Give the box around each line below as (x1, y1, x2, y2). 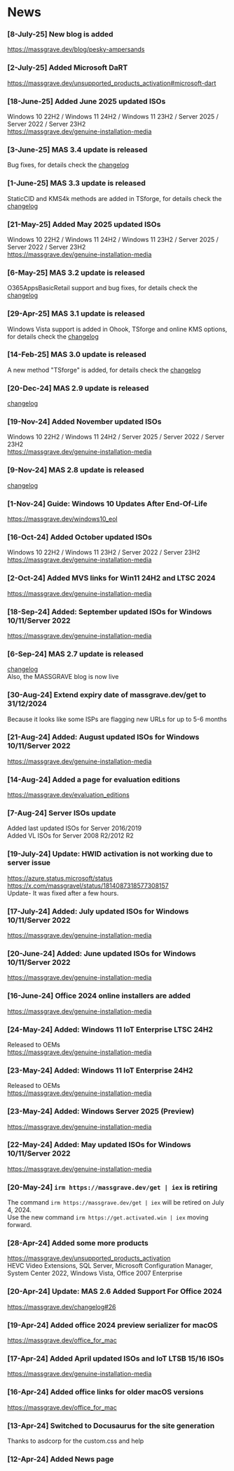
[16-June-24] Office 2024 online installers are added (7, 991, 191, 1001)
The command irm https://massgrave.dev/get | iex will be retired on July (7, 1198, 224, 1207)
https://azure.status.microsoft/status (7, 874, 113, 882)
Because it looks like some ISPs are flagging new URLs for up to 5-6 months (7, 715, 228, 723)
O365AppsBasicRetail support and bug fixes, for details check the (7, 284, 198, 292)
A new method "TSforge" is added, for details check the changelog (7, 365, 201, 374)
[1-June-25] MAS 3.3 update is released (7, 179, 146, 188)
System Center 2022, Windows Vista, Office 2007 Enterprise (7, 1269, 183, 1278)
